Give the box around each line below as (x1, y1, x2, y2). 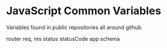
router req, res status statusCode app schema (6, 35, 120, 42)
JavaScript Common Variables (6, 4, 162, 18)
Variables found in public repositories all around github (6, 24, 142, 31)
